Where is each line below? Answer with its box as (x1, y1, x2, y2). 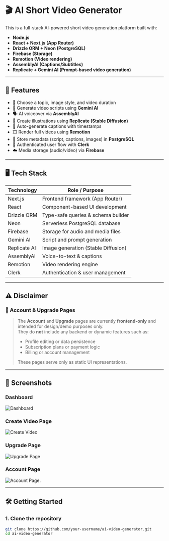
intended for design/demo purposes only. (17, 323, 104, 329)
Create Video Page (5, 418, 52, 425)
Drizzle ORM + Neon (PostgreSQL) (12, 45, 86, 51)
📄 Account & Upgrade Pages (5, 307, 75, 314)
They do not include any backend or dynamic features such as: (17, 329, 149, 335)
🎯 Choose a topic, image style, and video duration (12, 100, 116, 106)
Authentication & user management (42, 269, 126, 276)
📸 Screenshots (5, 378, 52, 387)
